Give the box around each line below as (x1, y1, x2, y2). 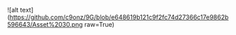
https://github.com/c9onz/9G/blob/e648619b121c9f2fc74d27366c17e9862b (9, 13, 229, 21)
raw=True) (84, 21, 114, 28)
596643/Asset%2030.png (7, 21, 83, 28)
